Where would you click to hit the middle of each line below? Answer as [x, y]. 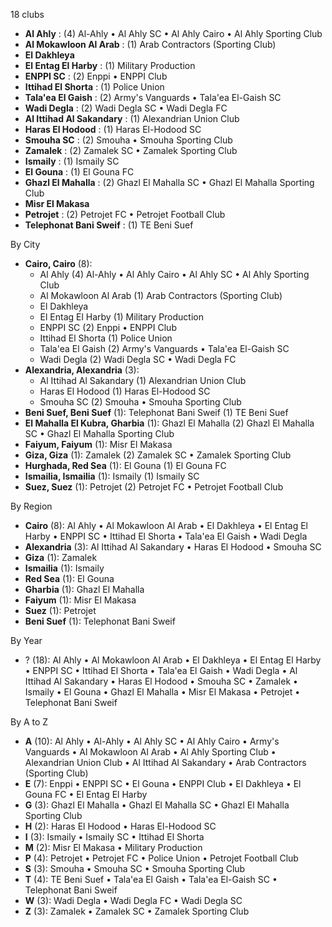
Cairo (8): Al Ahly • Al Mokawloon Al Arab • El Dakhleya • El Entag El [166, 525]
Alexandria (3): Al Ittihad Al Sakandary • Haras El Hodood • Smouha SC [173, 547]
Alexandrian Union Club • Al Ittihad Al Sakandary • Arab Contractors [165, 762]
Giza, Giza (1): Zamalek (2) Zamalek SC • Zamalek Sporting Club [158, 455]
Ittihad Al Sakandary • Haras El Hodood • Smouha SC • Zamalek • [161, 681]
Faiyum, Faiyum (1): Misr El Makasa [98, 444]
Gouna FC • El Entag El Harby [86, 794]
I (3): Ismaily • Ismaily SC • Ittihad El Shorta [114, 837]
